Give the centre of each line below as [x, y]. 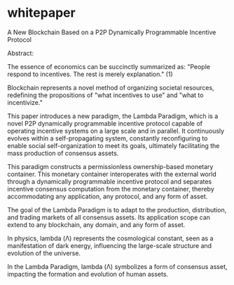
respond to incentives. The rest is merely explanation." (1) [90, 74]
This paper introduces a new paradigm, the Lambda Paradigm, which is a [113, 116]
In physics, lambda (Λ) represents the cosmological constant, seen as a [110, 238]
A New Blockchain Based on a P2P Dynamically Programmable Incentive [112, 32]
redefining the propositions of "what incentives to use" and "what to [105, 95]
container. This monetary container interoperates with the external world [112, 174]
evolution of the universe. [44, 253]
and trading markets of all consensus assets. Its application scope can [109, 217]
